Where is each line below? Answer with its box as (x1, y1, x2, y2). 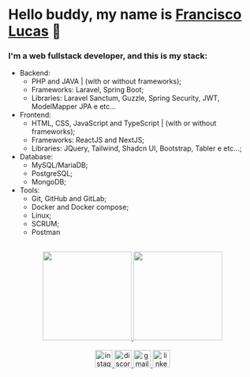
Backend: (19, 69, 51, 78)
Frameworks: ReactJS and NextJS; (31, 136, 145, 145)
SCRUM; (31, 219, 60, 229)
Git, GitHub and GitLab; (31, 194, 107, 203)
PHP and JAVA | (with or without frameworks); (31, 77, 181, 86)
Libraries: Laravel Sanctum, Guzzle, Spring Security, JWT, (31, 93, 220, 103)
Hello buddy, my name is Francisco (8, 6, 242, 24)
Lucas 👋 (8, 22, 62, 40)
